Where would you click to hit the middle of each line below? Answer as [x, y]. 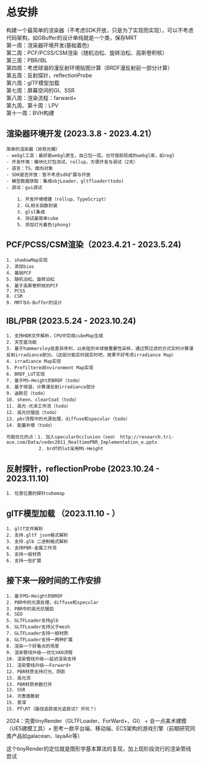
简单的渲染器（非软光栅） [33, 149]
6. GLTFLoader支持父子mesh [38, 627]
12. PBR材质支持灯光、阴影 [36, 672]
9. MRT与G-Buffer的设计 [34, 302]
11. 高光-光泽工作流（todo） [39, 406]
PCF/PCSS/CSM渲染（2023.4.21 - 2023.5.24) [94, 245]
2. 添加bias [20, 266]
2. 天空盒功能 [22, 342]
